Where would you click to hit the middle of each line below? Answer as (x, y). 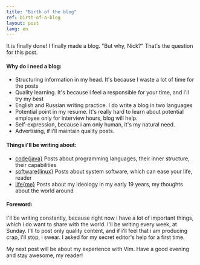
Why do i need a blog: (34, 66)
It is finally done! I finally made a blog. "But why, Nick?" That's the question (100, 46)
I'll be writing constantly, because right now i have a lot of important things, (100, 218)
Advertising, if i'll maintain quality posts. (65, 131)
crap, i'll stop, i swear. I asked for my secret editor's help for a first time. (96, 237)
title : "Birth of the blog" (42, 12)
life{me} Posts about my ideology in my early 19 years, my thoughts (99, 184)
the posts (27, 86)
